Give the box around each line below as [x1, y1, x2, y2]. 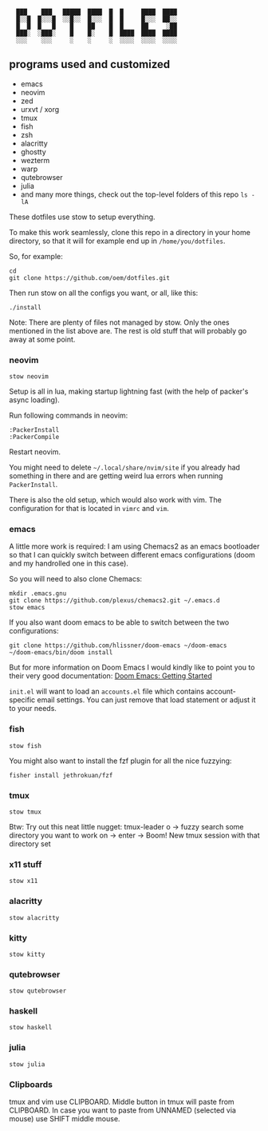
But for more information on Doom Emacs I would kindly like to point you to [9, 662, 255, 673]
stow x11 [9, 877, 38, 885]
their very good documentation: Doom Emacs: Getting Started [9, 671, 212, 681]
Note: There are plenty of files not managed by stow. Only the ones [9, 318, 230, 327]
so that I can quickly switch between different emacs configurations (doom [9, 550, 256, 560]
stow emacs [9, 604, 45, 612]
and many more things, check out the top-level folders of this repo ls [20, 190, 248, 199]
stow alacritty [9, 913, 60, 921]
